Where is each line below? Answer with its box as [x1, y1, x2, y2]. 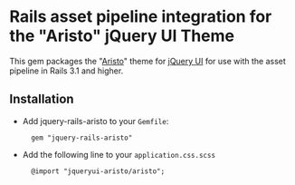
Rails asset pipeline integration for [9, 6, 272, 27]
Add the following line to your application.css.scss [22, 149, 215, 160]
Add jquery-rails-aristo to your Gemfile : [22, 115, 169, 126]
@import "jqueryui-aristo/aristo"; [31, 166, 166, 176]
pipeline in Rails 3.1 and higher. [9, 65, 124, 76]
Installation [9, 92, 74, 107]
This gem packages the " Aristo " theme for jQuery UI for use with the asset [9, 55, 287, 66]
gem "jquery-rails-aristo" [31, 133, 133, 142]
